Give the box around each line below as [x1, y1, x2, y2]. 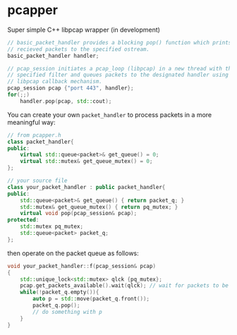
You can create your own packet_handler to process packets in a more [7, 110, 212, 118]
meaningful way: [7, 118, 56, 126]
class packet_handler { [7, 138, 74, 145]
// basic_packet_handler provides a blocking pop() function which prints [7, 39, 232, 46]
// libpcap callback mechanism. [7, 78, 102, 85]
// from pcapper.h [7, 131, 61, 139]
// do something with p [32, 308, 102, 315]
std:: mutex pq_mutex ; [20, 223, 83, 231]
